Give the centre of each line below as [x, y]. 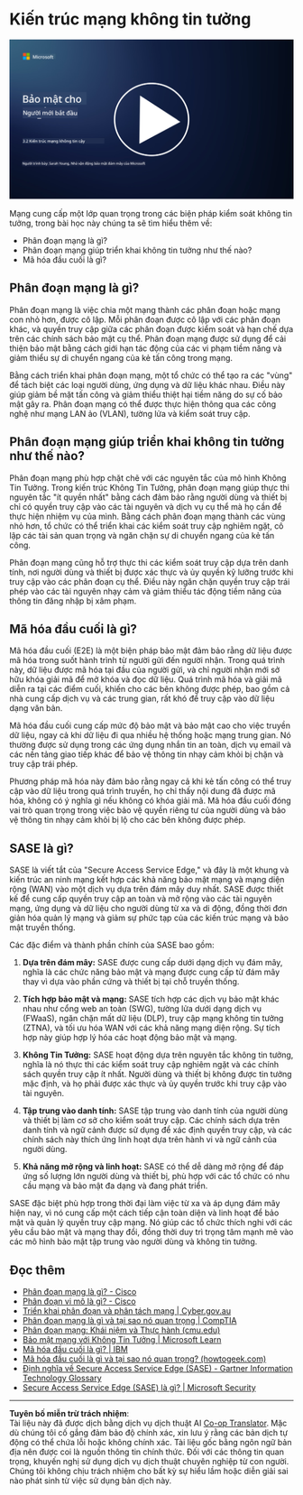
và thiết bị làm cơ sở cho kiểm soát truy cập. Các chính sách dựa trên [151, 1121]
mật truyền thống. [42, 927]
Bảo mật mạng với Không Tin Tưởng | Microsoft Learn [122, 1339]
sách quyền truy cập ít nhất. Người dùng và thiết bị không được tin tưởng [157, 1075]
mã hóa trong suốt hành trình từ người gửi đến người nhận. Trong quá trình [147, 660]
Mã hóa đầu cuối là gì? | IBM [75, 1349]
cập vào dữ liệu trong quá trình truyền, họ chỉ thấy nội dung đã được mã [143, 791]
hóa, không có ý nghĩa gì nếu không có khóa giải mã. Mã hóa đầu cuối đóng [150, 801]
